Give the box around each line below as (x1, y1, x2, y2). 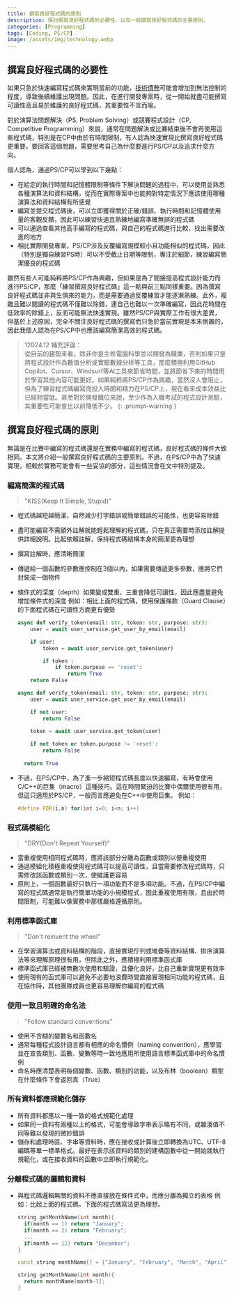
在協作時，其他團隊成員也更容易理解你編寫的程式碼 (17, 981, 164, 990)
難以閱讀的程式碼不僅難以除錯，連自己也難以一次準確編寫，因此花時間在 (19, 299, 227, 308)
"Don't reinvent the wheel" (24, 933, 101, 941)
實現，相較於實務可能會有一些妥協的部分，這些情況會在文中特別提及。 (7, 461, 209, 469)
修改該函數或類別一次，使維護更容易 (23, 870, 127, 879)
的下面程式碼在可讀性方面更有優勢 (17, 605, 116, 614)
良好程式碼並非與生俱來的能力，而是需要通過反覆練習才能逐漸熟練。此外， (7, 291, 221, 299)
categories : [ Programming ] (7, 23, 86, 30)
